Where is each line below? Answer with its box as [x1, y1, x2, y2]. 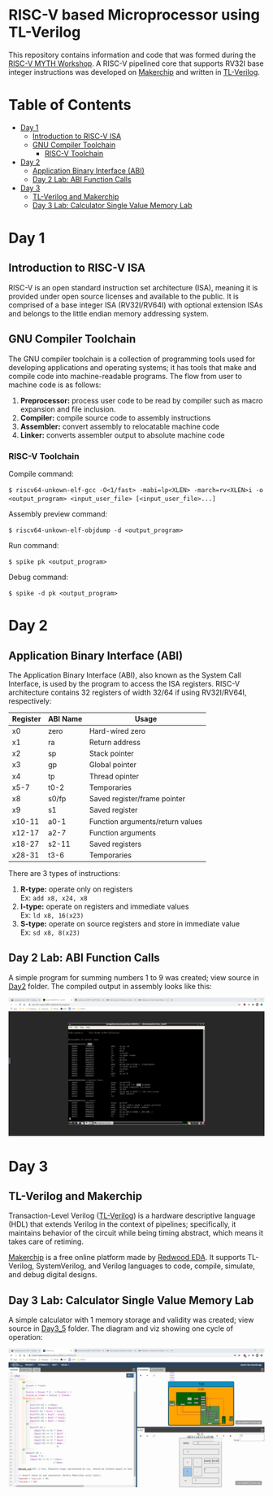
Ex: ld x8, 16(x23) [19, 909, 84, 920]
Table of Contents [8, 96, 132, 115]
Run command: [8, 540, 59, 550]
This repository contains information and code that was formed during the [8, 50, 256, 59]
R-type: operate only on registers [19, 884, 133, 894]
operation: [8, 1332, 43, 1342]
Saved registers [89, 840, 142, 849]
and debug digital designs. [8, 1270, 97, 1280]
